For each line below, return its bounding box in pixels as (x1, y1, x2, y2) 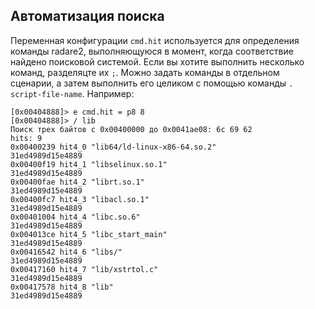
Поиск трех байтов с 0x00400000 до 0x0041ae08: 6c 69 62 (10, 124, 253, 134)
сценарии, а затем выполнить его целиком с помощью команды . (10, 77, 294, 89)
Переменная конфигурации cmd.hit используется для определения (10, 34, 300, 46)
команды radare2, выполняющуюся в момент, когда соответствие (10, 45, 294, 57)
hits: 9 (10, 133, 43, 143)
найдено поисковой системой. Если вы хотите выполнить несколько (10, 55, 305, 68)
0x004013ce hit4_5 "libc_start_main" (10, 229, 168, 239)
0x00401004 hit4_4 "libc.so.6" (10, 212, 141, 222)
